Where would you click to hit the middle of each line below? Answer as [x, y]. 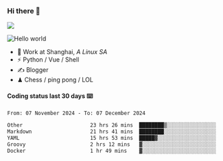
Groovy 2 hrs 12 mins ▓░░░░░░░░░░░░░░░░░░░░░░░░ [111, 145]
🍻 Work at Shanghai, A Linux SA [62, 52]
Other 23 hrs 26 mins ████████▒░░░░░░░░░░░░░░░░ [111, 125]
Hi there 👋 [24, 11]
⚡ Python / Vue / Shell [48, 60]
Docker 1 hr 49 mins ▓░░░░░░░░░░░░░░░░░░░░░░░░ [111, 151]
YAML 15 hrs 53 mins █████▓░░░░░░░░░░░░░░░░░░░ [111, 138]
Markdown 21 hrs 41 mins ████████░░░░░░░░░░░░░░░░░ [111, 132]
